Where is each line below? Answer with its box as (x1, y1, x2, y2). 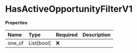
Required (56, 31, 78, 38)
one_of (7, 39, 24, 46)
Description (82, 31, 111, 38)
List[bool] (28, 39, 51, 46)
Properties (5, 20, 28, 26)
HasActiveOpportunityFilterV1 (5, 3, 133, 15)
